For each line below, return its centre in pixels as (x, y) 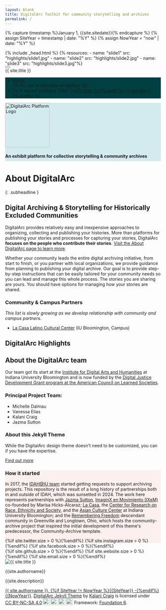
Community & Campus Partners (44, 302)
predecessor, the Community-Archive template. (53, 531)
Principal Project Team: (34, 395)
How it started (22, 473)
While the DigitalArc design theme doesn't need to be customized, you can (81, 445)
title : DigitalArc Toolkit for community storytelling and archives (77, 14)
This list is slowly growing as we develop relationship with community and (81, 313)
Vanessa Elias (26, 411)
